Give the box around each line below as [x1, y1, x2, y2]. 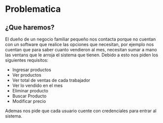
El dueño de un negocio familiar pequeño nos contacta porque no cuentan [5, 36, 156, 42]
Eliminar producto [12, 88, 48, 93]
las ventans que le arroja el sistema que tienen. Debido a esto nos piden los [5, 52, 159, 58]
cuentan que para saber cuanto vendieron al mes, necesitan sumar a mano [5, 47, 157, 52]
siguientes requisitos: [5, 57, 48, 63]
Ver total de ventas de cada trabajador [12, 78, 91, 83]
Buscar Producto [12, 93, 47, 99]
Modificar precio [12, 98, 46, 104]
